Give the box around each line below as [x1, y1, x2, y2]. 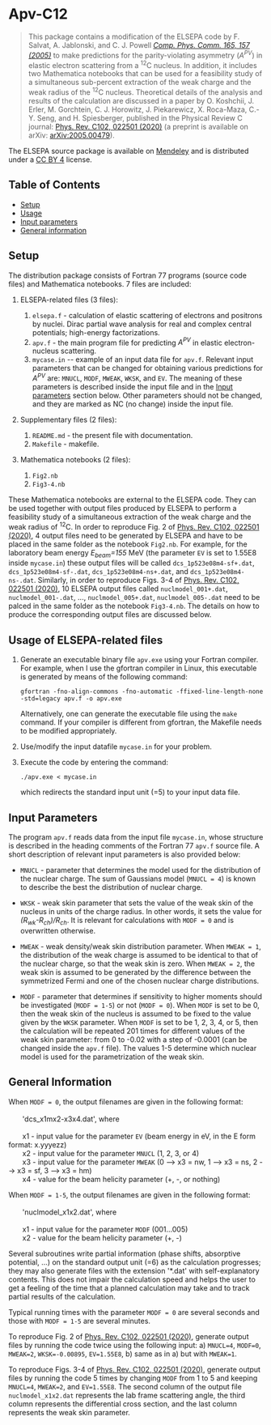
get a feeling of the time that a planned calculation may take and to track [8, 1282, 250, 1292]
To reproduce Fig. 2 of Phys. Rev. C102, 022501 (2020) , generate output [8, 1331, 249, 1341]
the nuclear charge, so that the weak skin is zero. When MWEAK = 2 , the [19, 959, 256, 968]
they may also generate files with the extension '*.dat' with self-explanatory [8, 1265, 260, 1275]
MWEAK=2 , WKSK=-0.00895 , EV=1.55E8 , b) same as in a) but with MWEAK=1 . [8, 1349, 237, 1359]
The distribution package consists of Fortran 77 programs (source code [8, 270, 247, 280]
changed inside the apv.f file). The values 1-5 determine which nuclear [19, 1043, 257, 1053]
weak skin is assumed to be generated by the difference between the [19, 967, 252, 976]
